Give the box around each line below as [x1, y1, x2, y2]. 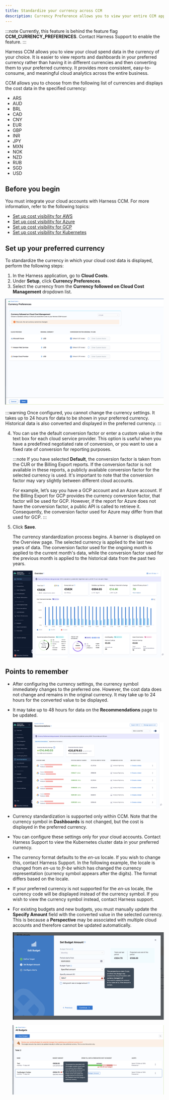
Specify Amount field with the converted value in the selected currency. [12, 912, 163, 918]
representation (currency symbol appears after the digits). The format [12, 871, 157, 877]
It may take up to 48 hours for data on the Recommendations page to [12, 706, 157, 712]
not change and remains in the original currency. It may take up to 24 [12, 691, 156, 697]
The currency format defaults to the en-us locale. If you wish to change [12, 854, 161, 860]
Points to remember [5, 667, 69, 676]
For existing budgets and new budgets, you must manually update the [12, 906, 157, 912]
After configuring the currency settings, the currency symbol [12, 681, 139, 687]
